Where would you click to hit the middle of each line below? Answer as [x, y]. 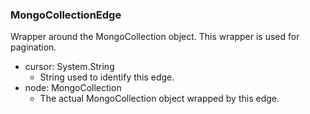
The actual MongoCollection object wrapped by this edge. [159, 99]
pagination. [33, 47]
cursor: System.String [69, 67]
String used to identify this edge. [107, 77]
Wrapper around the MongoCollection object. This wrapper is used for [155, 37]
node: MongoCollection [73, 88]
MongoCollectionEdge [66, 15]
